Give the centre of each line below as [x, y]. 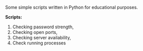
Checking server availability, [42, 38]
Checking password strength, [43, 27]
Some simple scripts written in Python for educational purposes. [71, 7]
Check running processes [39, 43]
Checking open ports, [35, 32]
